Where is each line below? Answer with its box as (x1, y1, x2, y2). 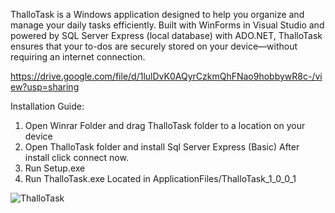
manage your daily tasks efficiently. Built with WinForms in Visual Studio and (10, 19, 325, 31)
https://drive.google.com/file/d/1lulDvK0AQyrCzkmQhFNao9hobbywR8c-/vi (10, 70, 323, 82)
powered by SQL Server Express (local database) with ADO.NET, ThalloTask (10, 30, 323, 41)
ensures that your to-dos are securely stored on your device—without (10, 40, 298, 52)
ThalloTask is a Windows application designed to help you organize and (10, 9, 305, 20)
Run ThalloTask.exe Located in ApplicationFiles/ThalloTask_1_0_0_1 (24, 173, 297, 184)
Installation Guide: (10, 100, 85, 112)
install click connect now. (24, 152, 129, 163)
